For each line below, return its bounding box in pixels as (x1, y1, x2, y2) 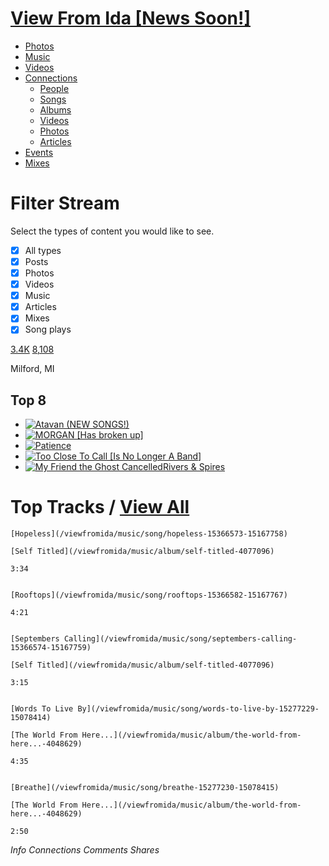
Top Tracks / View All (10, 496, 190, 519)
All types (24, 244, 62, 256)
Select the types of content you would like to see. (10, 225, 215, 237)
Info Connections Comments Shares (10, 844, 160, 856)
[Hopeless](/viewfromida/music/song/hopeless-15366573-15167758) (10, 529, 288, 539)
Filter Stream (10, 192, 120, 215)
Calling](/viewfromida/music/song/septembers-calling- (63, 634, 298, 644)
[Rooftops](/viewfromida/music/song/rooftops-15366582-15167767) (10, 590, 288, 601)
